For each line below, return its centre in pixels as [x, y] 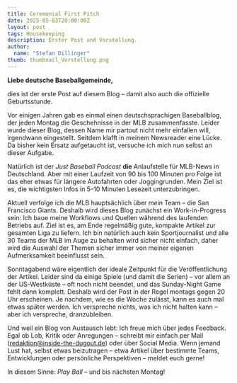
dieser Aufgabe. [31, 152]
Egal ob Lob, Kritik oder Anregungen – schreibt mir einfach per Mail [105, 335]
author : [19, 47]
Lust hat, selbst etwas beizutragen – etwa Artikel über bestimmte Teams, [113, 350]
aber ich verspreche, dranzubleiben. [60, 314]
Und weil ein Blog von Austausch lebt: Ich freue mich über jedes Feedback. [117, 328]
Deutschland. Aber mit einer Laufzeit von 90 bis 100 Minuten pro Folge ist [114, 173]
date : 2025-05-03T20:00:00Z [49, 21]
